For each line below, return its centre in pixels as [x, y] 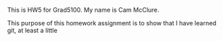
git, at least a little [32, 30]
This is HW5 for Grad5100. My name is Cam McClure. [83, 10]
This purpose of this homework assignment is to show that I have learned [112, 23]
